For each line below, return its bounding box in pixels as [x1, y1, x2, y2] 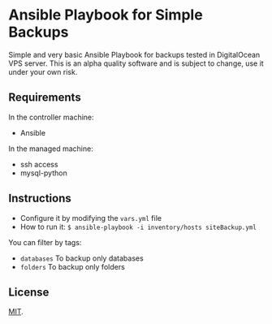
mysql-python [19, 168, 67, 178]
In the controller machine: [8, 112, 95, 122]
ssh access [19, 159, 58, 169]
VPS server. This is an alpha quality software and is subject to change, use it [8, 58, 264, 68]
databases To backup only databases [19, 253, 144, 263]
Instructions [8, 192, 71, 205]
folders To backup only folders [19, 261, 126, 271]
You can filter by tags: [8, 237, 82, 247]
